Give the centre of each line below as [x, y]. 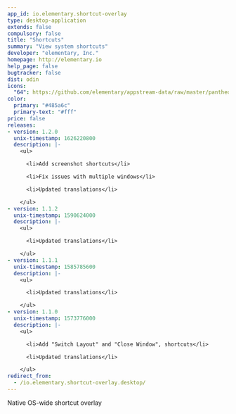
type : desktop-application [47, 20]
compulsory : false [34, 33]
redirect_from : [29, 376]
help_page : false [33, 66]
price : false [26, 118]
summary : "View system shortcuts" [58, 46]
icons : [17, 86]
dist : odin [23, 79]
